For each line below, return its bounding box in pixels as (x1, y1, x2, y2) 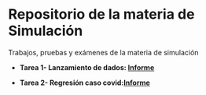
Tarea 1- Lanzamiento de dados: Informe (19, 62, 155, 72)
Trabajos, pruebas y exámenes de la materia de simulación (8, 47, 199, 57)
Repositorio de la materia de (8, 5, 195, 23)
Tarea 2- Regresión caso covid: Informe (19, 78, 151, 87)
